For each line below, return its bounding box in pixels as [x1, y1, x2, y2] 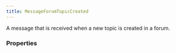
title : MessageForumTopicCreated [6, 8, 89, 15]
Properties [6, 39, 37, 47]
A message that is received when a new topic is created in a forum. [6, 24, 170, 31]
